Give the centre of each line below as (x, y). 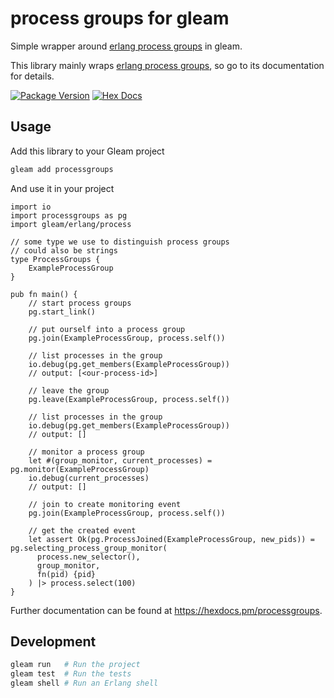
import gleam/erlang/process (71, 224)
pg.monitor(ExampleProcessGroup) (80, 469)
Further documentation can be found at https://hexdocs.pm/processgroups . (166, 610)
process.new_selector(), (88, 557)
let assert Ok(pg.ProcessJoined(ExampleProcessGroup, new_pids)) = (171, 539)
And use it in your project (62, 188)
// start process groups (80, 303)
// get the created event (82, 530)
